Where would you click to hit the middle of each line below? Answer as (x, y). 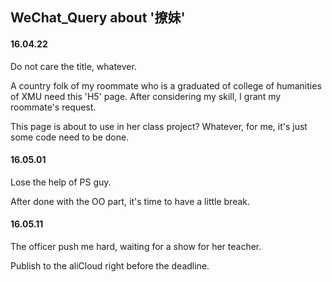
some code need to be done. (70, 137)
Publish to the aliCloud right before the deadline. (110, 266)
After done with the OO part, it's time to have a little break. (130, 201)
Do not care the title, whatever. (73, 66)
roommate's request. (53, 107)
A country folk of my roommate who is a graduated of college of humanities (166, 85)
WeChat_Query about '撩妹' (98, 18)
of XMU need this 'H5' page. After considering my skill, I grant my (146, 96)
